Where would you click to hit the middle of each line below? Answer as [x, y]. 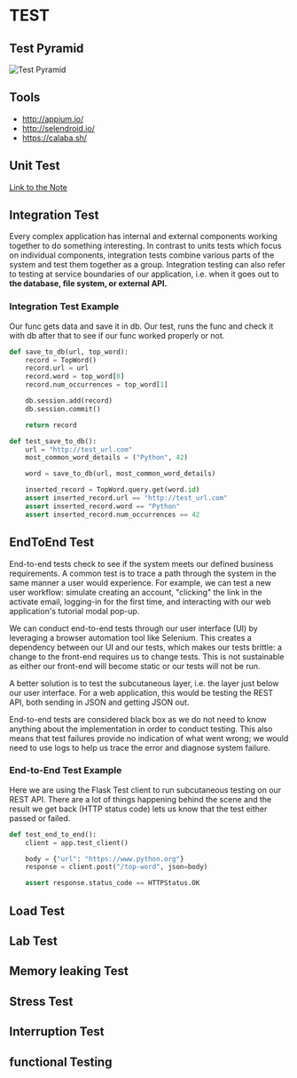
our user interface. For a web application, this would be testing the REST [141, 692]
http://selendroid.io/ [59, 128]
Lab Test [33, 941]
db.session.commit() [63, 409]
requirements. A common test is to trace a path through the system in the [143, 573]
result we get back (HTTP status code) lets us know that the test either [138, 809]
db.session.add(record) [69, 401]
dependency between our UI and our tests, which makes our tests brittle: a [145, 647]
